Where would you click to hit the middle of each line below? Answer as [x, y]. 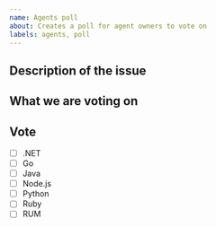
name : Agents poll [44, 17]
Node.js [37, 184]
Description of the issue [78, 70]
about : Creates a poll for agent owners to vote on [108, 26]
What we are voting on [74, 101]
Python [36, 194]
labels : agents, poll [50, 34]
